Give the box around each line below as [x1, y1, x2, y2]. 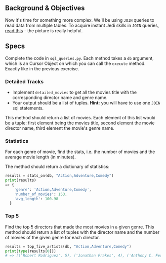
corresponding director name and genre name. [12, 94, 108, 101]
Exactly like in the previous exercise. [5, 65, 79, 71]
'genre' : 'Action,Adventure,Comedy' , [14, 187, 92, 192]
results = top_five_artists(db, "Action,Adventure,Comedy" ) [5, 244, 132, 249]
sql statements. [12, 105, 44, 111]
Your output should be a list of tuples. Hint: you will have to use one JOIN [12, 100, 161, 105]
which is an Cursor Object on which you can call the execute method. [5, 60, 146, 66]
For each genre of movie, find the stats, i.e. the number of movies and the [5, 149, 155, 155]
